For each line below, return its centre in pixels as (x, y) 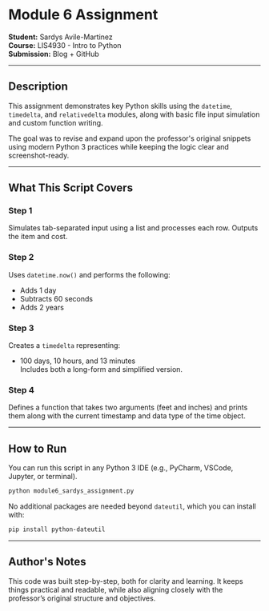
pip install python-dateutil (57, 529)
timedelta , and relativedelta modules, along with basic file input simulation (134, 114)
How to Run (38, 448)
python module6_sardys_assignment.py (71, 491)
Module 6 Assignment (83, 15)
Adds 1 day (38, 290)
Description (38, 87)
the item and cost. (38, 237)
